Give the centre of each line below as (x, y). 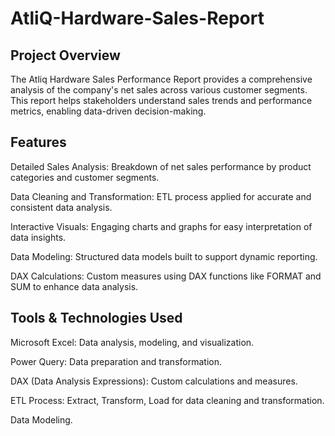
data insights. (38, 237)
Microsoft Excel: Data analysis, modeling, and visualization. (132, 342)
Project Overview (65, 55)
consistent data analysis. (61, 207)
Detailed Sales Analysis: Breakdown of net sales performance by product (161, 166)
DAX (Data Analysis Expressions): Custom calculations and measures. (154, 381)
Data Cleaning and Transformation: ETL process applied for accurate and (161, 196)
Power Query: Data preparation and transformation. (116, 361)
